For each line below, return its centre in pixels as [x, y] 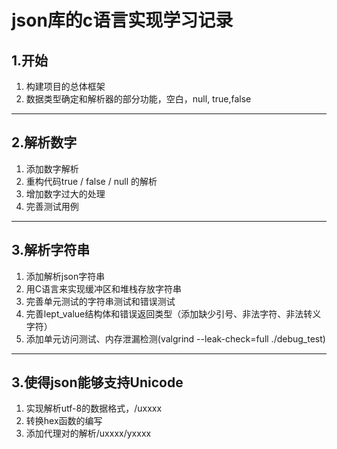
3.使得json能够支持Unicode [97, 382]
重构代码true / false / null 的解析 [91, 181]
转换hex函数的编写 [64, 421]
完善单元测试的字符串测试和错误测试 [100, 301]
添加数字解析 [52, 168]
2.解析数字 [44, 142]
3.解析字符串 [51, 250]
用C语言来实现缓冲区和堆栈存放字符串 [104, 288]
